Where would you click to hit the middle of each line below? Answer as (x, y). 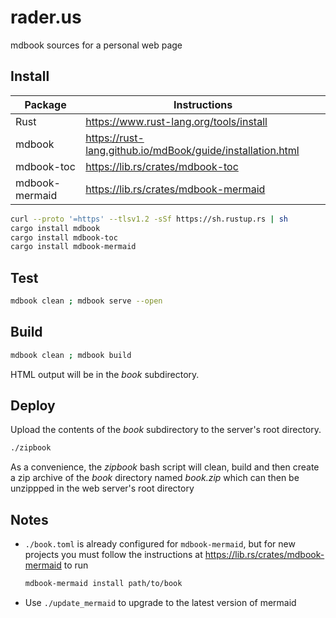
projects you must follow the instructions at (113, 555)
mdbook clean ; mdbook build (71, 355)
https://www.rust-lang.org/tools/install (176, 121)
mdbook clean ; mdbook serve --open (86, 301)
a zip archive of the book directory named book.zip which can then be (155, 478)
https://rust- (115, 138)
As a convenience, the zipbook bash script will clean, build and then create (165, 467)
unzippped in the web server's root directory (102, 488)
